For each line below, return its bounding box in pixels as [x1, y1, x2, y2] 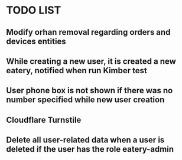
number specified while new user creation [6, 95, 165, 105]
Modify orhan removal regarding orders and [6, 27, 171, 37]
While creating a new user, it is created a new [6, 56, 176, 66]
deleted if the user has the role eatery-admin [6, 144, 174, 154]
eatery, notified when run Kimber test [6, 66, 148, 76]
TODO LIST [6, 4, 61, 17]
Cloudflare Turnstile [6, 115, 82, 125]
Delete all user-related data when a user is [6, 135, 165, 145]
